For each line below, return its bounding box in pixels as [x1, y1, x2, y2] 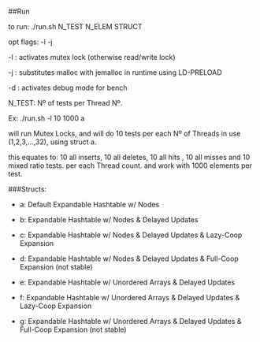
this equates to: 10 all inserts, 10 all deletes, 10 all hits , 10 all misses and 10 [8, 153, 251, 162]
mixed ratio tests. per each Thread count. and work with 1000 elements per [8, 161, 253, 170]
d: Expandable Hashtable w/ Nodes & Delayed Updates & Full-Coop [19, 254, 239, 263]
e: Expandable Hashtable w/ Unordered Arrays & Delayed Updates [19, 277, 236, 287]
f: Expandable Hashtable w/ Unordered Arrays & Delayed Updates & [19, 293, 240, 302]
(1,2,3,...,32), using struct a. [8, 137, 97, 147]
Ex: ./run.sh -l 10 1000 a [8, 113, 85, 123]
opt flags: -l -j [8, 37, 53, 46]
